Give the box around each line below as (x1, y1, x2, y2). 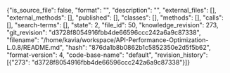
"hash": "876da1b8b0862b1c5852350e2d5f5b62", (65, 44, 212, 51)
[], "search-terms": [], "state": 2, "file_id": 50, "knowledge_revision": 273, (6, 21, 219, 29)
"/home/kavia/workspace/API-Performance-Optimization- (40, 36, 209, 44)
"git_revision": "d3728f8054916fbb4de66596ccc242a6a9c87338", (6, 28, 201, 36)
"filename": (6, 36, 39, 44)
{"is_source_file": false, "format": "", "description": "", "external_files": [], (6, 6, 217, 14)
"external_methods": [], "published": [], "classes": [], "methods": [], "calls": (6, 13, 224, 22)
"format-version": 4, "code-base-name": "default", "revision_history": (6, 51, 208, 59)
